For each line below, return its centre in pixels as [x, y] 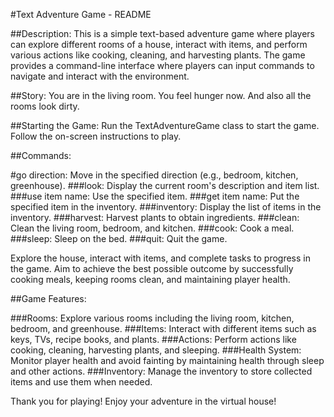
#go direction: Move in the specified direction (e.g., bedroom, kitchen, [154, 175]
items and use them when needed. [81, 382]
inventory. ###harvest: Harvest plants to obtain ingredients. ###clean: [155, 217]
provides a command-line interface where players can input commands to [162, 65]
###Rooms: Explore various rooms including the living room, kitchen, [152, 318]
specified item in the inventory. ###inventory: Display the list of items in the [166, 207]
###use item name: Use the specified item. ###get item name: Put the [155, 196]
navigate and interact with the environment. [100, 76]
